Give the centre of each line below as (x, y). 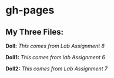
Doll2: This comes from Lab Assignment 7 (57, 69)
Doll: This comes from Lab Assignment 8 (55, 46)
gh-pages (30, 10)
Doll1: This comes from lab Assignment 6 (55, 57)
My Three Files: (35, 32)
